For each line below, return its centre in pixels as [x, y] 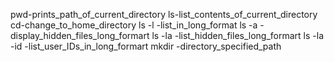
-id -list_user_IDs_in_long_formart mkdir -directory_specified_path [146, 46]
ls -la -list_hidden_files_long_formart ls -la [238, 35]
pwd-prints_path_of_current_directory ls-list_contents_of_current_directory [164, 14]
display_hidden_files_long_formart [80, 35]
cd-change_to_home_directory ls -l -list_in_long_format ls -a [134, 25]
